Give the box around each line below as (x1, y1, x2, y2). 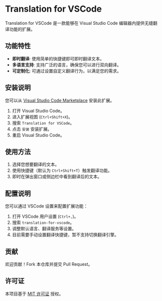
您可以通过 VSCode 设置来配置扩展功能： (5, 203, 88, 209)
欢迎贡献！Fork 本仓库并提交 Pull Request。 (5, 262, 93, 267)
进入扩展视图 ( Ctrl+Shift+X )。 (12, 113, 73, 120)
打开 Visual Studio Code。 (12, 108, 65, 113)
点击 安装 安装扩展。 (12, 126, 52, 132)
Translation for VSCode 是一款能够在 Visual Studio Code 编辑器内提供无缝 (5, 20, 153, 26)
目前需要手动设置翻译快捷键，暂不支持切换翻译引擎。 (12, 232, 119, 238)
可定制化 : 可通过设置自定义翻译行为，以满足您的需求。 (12, 68, 122, 74)
